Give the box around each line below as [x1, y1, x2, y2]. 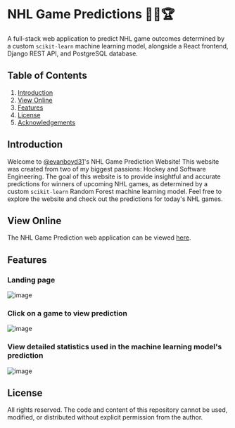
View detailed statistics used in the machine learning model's [7, 342, 222, 352]
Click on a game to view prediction [7, 308, 128, 318]
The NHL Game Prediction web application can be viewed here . [7, 233, 191, 242]
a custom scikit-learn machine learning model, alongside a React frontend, [7, 41, 229, 50]
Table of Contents [7, 70, 88, 82]
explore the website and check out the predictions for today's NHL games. [7, 195, 223, 203]
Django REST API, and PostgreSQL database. [7, 49, 139, 58]
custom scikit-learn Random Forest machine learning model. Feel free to [7, 187, 222, 195]
